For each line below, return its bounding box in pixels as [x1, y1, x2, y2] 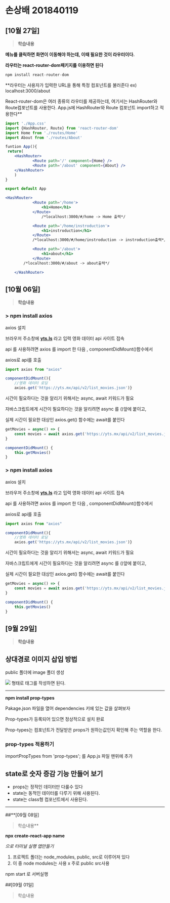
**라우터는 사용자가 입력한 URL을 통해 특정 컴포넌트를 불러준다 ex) [5, 82, 137, 88]
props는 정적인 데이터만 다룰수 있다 [12, 784, 83, 790]
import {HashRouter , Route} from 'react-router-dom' [5, 125, 119, 131]
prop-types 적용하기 [5, 741, 55, 748]
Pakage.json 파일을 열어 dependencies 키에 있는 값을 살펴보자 [5, 705, 131, 711]
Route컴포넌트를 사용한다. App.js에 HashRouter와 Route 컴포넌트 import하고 [5, 104, 159, 110]
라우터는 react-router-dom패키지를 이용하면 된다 [5, 62, 104, 68]
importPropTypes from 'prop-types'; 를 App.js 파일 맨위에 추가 [5, 753, 133, 759]
